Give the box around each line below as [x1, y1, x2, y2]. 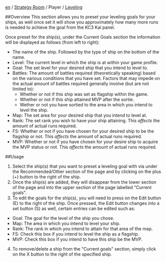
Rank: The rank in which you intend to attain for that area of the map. [12, 226, 153, 232]
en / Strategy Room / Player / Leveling [5, 4, 83, 10]
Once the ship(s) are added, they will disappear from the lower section [12, 179, 157, 185]
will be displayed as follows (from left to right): [5, 39, 100, 45]
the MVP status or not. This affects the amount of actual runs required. [12, 144, 157, 150]
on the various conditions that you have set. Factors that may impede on [12, 76, 160, 81]
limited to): [12, 86, 35, 91]
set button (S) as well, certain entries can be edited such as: [12, 206, 135, 211]
